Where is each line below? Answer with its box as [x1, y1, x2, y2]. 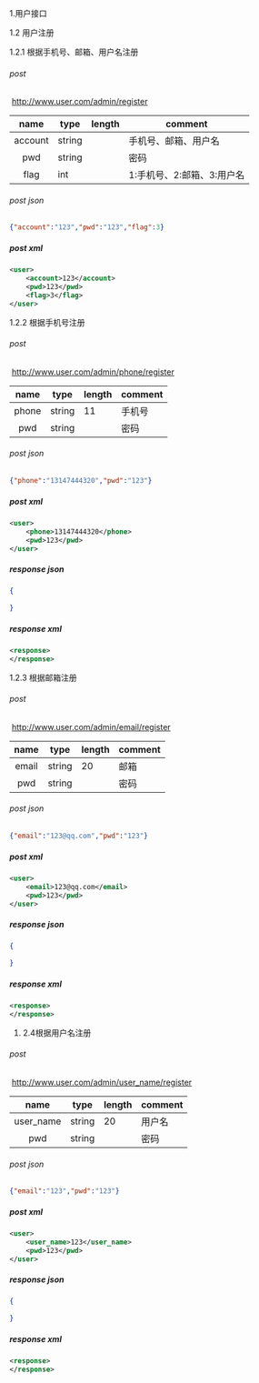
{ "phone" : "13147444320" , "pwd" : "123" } [9, 476, 153, 486]
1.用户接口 [9, 8, 47, 18]
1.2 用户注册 [9, 27, 55, 38]
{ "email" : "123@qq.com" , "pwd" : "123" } [9, 831, 148, 841]
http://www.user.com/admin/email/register [11, 721, 171, 732]
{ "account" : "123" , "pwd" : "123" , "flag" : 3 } [9, 223, 165, 232]
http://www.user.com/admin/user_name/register [11, 1077, 193, 1087]
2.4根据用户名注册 [22, 1027, 92, 1038]
